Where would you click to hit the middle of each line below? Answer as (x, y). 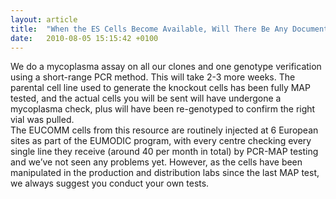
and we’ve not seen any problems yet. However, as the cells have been (156, 162)
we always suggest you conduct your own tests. (110, 183)
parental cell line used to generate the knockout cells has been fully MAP (160, 88)
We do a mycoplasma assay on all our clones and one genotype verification (166, 67)
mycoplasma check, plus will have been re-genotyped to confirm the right (163, 109)
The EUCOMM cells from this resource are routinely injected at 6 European (164, 130)
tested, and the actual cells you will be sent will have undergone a (146, 98)
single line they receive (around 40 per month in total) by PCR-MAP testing (164, 152)
